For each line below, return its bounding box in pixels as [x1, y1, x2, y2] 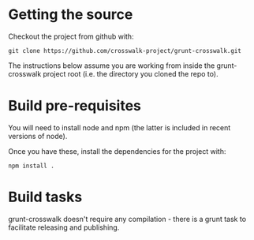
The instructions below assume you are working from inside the [8, 61, 215, 70]
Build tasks [8, 188, 83, 206]
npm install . [8, 162, 55, 170]
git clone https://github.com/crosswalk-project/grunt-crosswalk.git [8, 47, 242, 54]
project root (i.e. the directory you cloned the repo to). [43, 69, 219, 78]
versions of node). [8, 131, 68, 141]
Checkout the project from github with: [8, 32, 134, 41]
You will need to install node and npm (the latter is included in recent [8, 122, 231, 132]
